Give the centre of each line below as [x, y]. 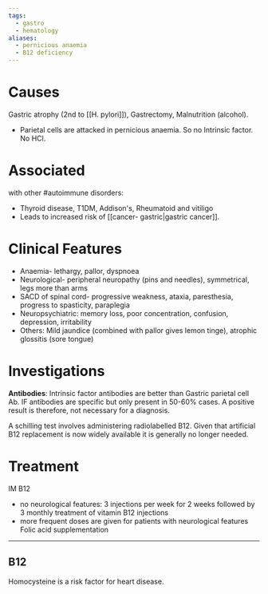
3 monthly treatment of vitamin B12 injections [94, 513]
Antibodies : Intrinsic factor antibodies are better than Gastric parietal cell [129, 393]
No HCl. [33, 138]
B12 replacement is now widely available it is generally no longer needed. [128, 434]
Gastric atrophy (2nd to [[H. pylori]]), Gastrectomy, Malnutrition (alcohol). [128, 114]
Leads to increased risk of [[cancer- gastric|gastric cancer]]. [120, 216]
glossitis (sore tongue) [57, 339]
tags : [17, 16]
